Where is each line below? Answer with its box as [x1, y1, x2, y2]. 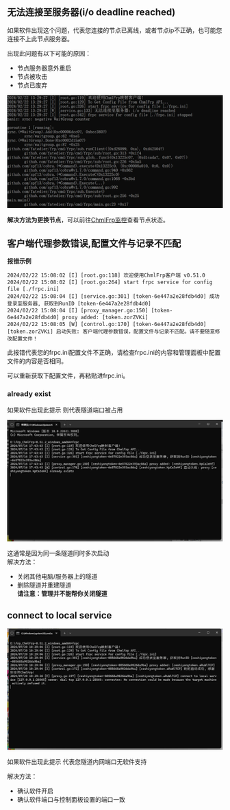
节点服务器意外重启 [16, 64, 72, 72]
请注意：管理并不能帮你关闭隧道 [16, 589, 107, 597]
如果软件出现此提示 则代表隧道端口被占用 [7, 406, 123, 414]
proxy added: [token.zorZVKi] [62, 314, 149, 321]
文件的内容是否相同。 [7, 357, 67, 365]
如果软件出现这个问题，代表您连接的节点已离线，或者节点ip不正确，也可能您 [7, 26, 222, 34]
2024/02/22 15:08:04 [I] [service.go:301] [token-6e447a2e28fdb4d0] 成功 [7, 293, 220, 300]
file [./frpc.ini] [7, 286, 60, 293]
